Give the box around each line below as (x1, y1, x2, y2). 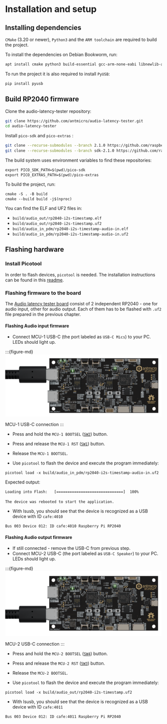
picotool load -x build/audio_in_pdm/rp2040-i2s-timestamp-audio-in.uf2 (5, 471, 159, 476)
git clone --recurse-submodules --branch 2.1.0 (5, 143, 106, 148)
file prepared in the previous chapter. (5, 311, 81, 317)
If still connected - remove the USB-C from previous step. (12, 545, 131, 551)
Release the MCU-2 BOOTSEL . (12, 670, 68, 676)
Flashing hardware (5, 245, 65, 254)
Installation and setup (5, 3, 97, 15)
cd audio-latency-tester (5, 124, 57, 129)
